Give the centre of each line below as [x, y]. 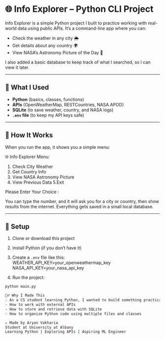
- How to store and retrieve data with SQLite [54, 309]
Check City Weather [32, 167]
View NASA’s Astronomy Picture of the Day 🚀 [57, 52]
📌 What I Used [27, 87]
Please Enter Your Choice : [32, 192]
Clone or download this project [43, 238]
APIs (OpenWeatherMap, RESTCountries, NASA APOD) [68, 104]
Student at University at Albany [39, 327]
